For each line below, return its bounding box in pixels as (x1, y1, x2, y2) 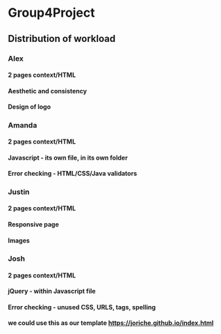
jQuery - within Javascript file (8, 287, 96, 296)
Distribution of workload (8, 33, 116, 45)
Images (8, 236, 30, 245)
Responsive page (8, 220, 60, 228)
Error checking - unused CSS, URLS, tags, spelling (8, 303, 156, 311)
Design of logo (8, 103, 51, 111)
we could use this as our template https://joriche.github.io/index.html (8, 319, 214, 327)
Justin (8, 187, 30, 197)
